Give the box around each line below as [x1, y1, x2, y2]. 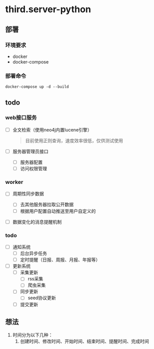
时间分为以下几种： [12, 332, 53, 338]
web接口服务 [5, 114, 37, 121]
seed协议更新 [27, 295, 56, 301]
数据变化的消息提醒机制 [12, 218, 62, 225]
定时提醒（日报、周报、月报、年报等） [20, 257, 100, 263]
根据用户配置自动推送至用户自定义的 [20, 208, 96, 214]
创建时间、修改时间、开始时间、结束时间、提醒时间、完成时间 [20, 338, 149, 344]
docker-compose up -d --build [5, 84, 69, 89]
